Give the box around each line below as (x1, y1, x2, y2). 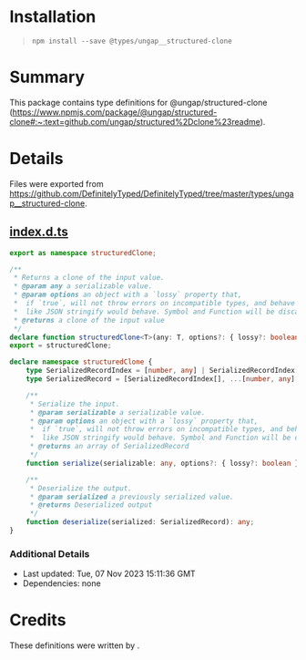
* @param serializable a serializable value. (29, 407, 206, 417)
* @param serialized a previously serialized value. (29, 492, 234, 501)
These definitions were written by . (9, 640, 140, 651)
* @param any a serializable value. (13, 282, 153, 291)
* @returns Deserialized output (29, 500, 153, 510)
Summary (9, 67, 85, 88)
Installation (9, 6, 97, 27)
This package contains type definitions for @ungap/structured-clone (9, 97, 268, 108)
